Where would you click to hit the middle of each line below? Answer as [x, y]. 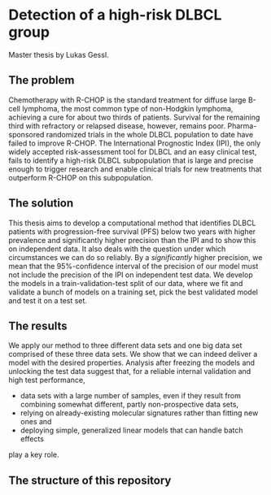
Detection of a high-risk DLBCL [115, 15]
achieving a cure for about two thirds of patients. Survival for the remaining [134, 117]
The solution [41, 204]
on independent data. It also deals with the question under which [117, 249]
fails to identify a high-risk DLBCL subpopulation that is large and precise [131, 160]
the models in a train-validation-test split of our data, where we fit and [126, 283]
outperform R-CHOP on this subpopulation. [81, 177]
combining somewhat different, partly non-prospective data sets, [129, 405]
